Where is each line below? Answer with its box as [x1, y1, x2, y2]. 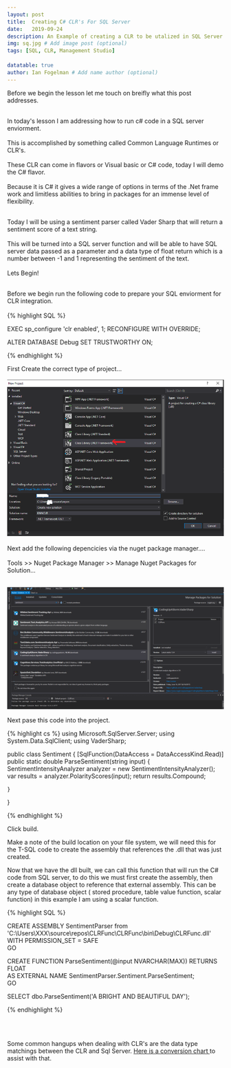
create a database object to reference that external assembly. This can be [7, 880, 217, 889]
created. [7, 852, 31, 860]
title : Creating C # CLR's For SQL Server [7, 18, 131, 25]
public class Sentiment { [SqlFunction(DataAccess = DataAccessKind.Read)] [7, 750, 224, 758]
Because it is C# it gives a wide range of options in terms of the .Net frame [7, 182, 219, 190]
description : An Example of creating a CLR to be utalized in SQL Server [7, 33, 223, 40]
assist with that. [7, 1054, 52, 1062]
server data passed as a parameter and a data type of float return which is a [7, 247, 223, 255]
